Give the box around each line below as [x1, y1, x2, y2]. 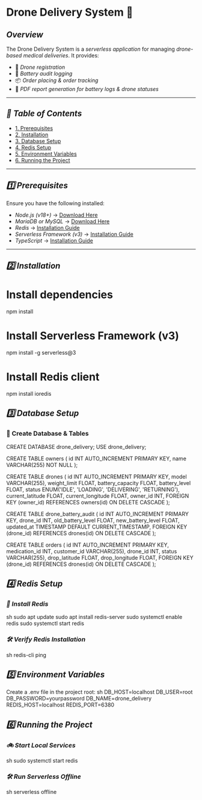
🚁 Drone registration [14, 63, 66, 71]
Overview [6, 30, 43, 40]
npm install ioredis [6, 390, 52, 397]
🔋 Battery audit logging [14, 70, 73, 77]
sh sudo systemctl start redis [6, 757, 78, 764]
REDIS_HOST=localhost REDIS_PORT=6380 [6, 701, 115, 708]
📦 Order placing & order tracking [14, 77, 99, 84]
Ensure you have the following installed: [6, 199, 105, 207]
